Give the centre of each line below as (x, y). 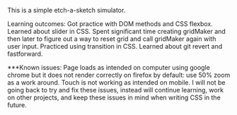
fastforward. (25, 54)
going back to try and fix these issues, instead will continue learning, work (116, 90)
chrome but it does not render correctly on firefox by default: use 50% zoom (119, 75)
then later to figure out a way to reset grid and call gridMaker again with (112, 39)
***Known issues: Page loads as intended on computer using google (109, 67)
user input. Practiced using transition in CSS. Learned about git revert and (115, 46)
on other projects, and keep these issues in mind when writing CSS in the (114, 97)
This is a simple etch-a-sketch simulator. (67, 10)
